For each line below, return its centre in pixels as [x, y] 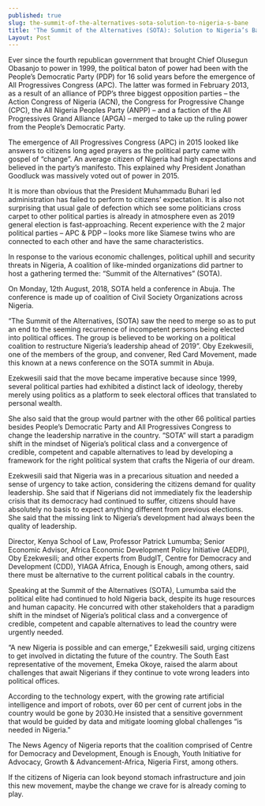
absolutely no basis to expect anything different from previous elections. [126, 509]
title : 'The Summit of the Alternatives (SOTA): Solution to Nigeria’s [128, 30]
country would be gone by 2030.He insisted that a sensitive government [125, 713]
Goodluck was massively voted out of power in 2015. [94, 176]
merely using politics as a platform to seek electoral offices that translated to [132, 395]
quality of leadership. [43, 527]
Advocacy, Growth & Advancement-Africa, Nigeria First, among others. [123, 762]
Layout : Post [30, 37]
